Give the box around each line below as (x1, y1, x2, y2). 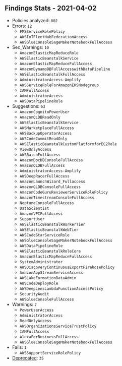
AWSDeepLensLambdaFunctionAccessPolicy (19, 286, 104, 291)
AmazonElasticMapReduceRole (19, 50, 79, 55)
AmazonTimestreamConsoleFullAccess (19, 195, 94, 200)
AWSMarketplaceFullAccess (19, 126, 74, 131)
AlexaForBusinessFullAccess (19, 334, 79, 339)
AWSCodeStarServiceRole (19, 232, 70, 237)
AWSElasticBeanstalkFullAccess (19, 72, 86, 77)
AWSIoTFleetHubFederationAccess (19, 34, 88, 39)
